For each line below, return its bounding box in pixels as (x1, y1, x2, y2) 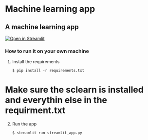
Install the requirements (12, 59, 60, 65)
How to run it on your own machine (5, 48, 89, 54)
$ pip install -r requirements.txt (12, 68, 85, 73)
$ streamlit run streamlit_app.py (12, 130, 82, 136)
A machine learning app (5, 23, 79, 31)
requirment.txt (5, 105, 66, 116)
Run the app (12, 121, 37, 127)
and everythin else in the (5, 95, 108, 105)
